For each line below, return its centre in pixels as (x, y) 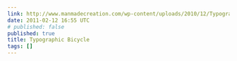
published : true (31, 33)
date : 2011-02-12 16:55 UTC (49, 20)
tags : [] (20, 46)
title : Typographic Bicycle (49, 40)
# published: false (36, 27)
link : (15, 14)
